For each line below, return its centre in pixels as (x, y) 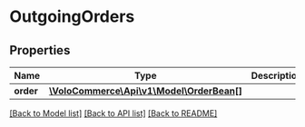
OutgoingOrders (72, 17)
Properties (40, 50)
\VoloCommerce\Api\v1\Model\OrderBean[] (145, 91)
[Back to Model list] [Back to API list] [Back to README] (113, 113)
